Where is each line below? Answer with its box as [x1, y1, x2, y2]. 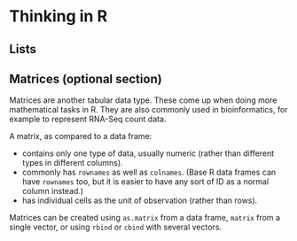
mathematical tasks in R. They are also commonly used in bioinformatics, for [9, 105, 288, 115]
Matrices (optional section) [9, 71, 162, 86]
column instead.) [21, 186, 84, 197]
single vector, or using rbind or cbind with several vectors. [9, 222, 223, 232]
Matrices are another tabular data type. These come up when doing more [9, 95, 277, 105]
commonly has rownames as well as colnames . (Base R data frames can [21, 167, 277, 178]
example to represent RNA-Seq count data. [9, 113, 167, 125]
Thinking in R [9, 6, 108, 27]
